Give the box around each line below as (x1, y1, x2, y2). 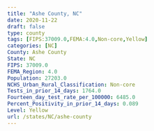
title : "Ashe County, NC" (7, 10, 82, 17)
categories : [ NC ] (7, 42, 58, 49)
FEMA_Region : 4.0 (7, 68, 58, 75)
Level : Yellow (7, 107, 49, 114)
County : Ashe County (7, 49, 68, 56)
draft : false (7, 23, 45, 30)
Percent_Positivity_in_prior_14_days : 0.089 (7, 101, 139, 107)
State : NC (7, 55, 36, 62)
